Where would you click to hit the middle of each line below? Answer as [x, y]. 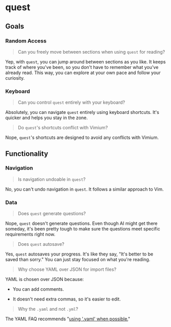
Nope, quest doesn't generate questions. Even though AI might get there [81, 223]
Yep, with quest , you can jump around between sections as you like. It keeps [86, 62]
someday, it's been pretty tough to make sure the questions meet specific [83, 229]
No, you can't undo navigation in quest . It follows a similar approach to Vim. [84, 189]
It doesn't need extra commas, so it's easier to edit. [67, 299]
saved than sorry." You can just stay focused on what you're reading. [78, 260]
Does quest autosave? [41, 244]
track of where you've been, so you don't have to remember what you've [82, 67]
